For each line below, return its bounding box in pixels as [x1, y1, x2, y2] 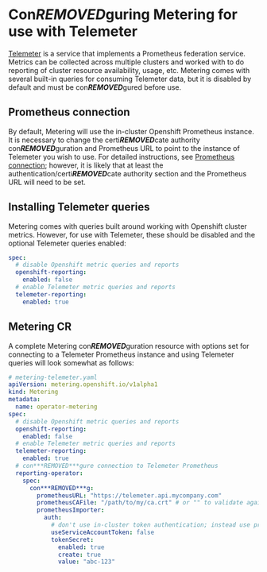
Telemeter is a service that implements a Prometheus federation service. [8, 48, 246, 58]
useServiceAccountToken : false [50, 528, 155, 536]
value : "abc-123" [58, 558, 115, 566]
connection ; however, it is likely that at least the [8, 160, 164, 170]
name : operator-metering [15, 403, 98, 411]
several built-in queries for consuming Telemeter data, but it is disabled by [8, 74, 252, 83]
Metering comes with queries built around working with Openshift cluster [8, 221, 248, 231]
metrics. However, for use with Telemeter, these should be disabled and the [8, 230, 256, 239]
